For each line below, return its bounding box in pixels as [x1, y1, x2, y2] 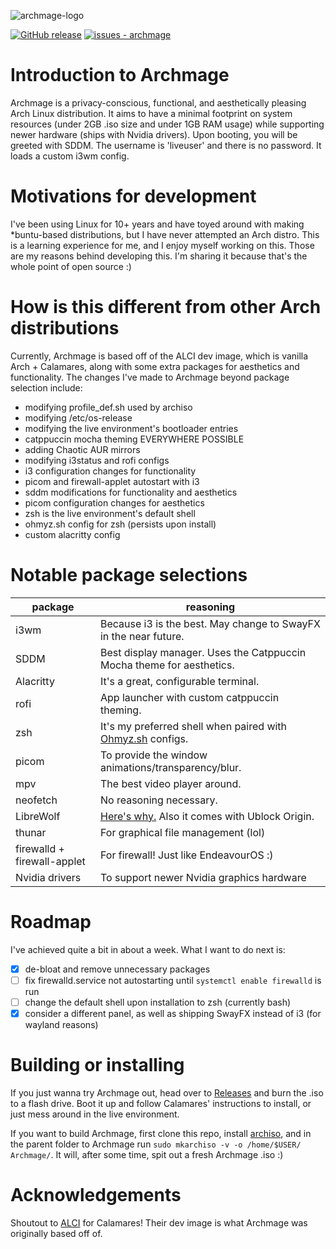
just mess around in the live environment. [10, 1108, 180, 1120]
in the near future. [99, 629, 185, 643]
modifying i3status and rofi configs [24, 454, 170, 466]
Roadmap [10, 910, 92, 933]
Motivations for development [10, 185, 257, 208]
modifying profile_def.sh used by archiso [24, 401, 193, 413]
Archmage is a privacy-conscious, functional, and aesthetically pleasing [10, 96, 307, 109]
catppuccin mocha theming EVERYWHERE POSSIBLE [24, 433, 245, 445]
